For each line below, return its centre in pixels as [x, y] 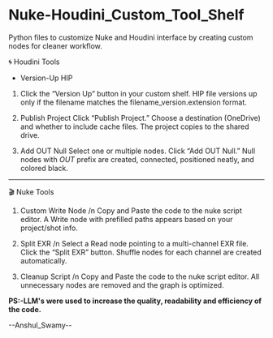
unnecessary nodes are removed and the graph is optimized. [122, 285]
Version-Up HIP [46, 78]
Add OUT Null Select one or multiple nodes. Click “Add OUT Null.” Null [138, 151]
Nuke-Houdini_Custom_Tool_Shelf [126, 15]
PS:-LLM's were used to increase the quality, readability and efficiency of [135, 301]
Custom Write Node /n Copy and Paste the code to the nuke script [131, 210]
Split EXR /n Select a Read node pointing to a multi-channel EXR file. [134, 243]
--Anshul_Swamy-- [40, 325]
